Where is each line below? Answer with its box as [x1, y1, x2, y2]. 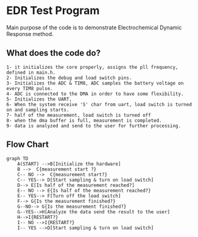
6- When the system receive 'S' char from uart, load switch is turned [6, 101, 192, 107]
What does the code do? [6, 48, 101, 58]
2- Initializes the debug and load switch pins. [6, 74, 132, 81]
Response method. [6, 30, 54, 37]
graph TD [6, 155, 29, 161]
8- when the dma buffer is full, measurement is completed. [6, 117, 163, 124]
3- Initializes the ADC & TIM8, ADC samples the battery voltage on [6, 80, 184, 86]
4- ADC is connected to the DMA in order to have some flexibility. [6, 91, 184, 97]
